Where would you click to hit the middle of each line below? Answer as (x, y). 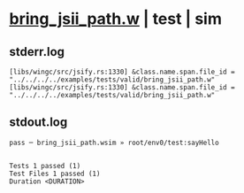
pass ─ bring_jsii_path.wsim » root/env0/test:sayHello (114, 143)
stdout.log (38, 123)
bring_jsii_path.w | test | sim (116, 19)
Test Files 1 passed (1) (55, 174)
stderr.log (37, 52)
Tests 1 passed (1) (45, 166)
